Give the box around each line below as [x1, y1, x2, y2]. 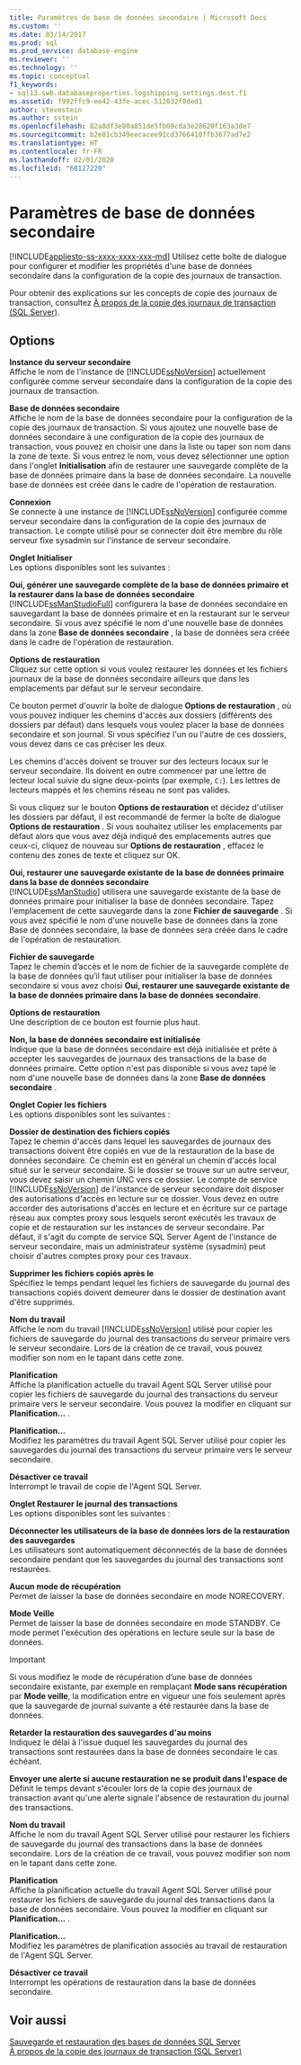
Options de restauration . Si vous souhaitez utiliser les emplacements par [9, 821, 283, 832]
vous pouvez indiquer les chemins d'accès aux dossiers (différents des [9, 710, 273, 720]
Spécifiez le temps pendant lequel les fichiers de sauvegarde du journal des [9, 1278, 290, 1289]
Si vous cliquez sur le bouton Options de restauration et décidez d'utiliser [9, 802, 285, 813]
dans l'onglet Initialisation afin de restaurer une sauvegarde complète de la [9, 460, 289, 471]
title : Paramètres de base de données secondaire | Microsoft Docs [9, 13, 268, 22]
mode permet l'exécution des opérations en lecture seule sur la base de [9, 1627, 276, 1638]
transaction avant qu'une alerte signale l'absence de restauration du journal [9, 1792, 289, 1803]
